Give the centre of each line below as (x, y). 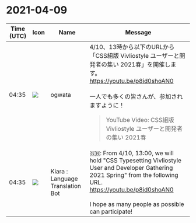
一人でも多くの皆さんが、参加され (136, 96)
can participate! (111, 211)
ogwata (61, 95)
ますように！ (107, 105)
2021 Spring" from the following (134, 175)
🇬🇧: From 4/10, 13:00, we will (132, 153)
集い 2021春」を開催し (139, 64)
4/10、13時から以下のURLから (132, 47)
